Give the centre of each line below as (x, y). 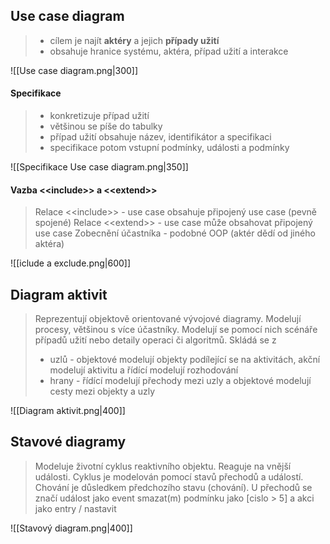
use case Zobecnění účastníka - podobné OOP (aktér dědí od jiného (175, 233)
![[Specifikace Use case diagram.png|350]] (99, 167)
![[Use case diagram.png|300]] (74, 70)
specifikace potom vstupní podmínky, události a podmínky (169, 148)
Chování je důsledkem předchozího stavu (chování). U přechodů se (173, 487)
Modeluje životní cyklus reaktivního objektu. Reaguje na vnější (163, 466)
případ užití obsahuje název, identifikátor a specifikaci (160, 137)
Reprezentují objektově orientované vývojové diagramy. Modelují (168, 319)
